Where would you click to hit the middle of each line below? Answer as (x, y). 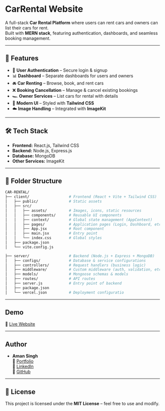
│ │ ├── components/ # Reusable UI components (63, 215)
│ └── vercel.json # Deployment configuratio (65, 292)
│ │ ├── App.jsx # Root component (55, 229)
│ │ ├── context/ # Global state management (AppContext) (79, 219)
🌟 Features (22, 58)
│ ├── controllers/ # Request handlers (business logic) (76, 265)
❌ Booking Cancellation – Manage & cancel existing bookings (75, 90)
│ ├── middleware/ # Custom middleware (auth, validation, (79, 270)
